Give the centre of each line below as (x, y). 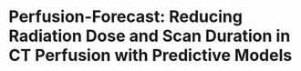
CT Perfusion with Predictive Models (150, 56)
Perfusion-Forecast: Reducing (126, 17)
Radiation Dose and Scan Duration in (150, 36)
